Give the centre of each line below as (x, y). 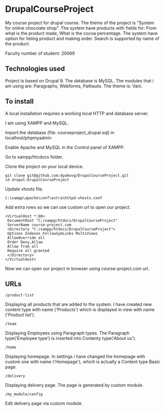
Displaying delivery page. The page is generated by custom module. (74, 385)
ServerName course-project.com (39, 225)
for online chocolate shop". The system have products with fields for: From (81, 28)
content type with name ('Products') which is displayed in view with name (80, 310)
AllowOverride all (26, 238)
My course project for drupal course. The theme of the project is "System (80, 23)
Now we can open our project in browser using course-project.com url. (77, 268)
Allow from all (23, 246)
